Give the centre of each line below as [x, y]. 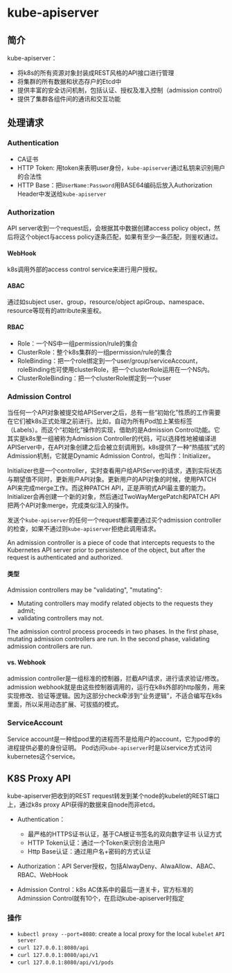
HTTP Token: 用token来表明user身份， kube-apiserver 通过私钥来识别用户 [121, 167]
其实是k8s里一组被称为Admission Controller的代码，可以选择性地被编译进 [112, 438]
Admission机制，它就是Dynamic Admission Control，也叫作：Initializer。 [111, 455]
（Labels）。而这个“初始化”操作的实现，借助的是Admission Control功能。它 [114, 430]
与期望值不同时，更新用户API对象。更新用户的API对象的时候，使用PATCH [112, 479]
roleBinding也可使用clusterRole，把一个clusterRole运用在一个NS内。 [115, 369]
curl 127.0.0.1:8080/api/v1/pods [65, 963]
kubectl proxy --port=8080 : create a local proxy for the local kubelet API [121, 933]
